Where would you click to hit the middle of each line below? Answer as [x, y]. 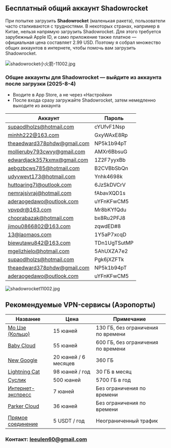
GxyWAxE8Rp [111, 135]
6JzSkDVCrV [110, 185]
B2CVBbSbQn [111, 168]
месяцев [64, 363]
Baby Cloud [22, 345]
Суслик [17, 380]
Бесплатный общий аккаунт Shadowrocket [77, 8]
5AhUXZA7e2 [111, 251]
